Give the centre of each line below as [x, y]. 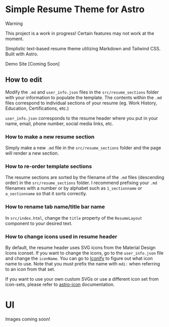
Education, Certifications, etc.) [37, 108]
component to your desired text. [39, 223]
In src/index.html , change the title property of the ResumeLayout [74, 218]
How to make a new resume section [50, 137]
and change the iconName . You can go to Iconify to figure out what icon [79, 258]
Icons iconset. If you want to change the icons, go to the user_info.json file [84, 253]
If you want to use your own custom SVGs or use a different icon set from [82, 279]
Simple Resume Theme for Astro [75, 9]
